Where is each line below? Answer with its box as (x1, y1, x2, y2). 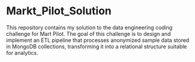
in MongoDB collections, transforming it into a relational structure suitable (6, 43, 187, 50)
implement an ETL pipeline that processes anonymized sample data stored (6, 36, 190, 44)
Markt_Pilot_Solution (6, 4, 112, 18)
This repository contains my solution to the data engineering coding (6, 24, 173, 31)
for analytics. (6, 49, 39, 56)
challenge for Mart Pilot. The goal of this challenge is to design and (6, 30, 171, 37)
